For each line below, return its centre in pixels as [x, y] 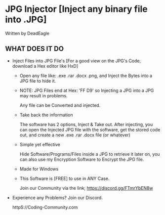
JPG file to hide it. [38, 81]
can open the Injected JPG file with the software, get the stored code [90, 129]
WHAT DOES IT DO [35, 49]
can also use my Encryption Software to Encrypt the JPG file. [82, 159]
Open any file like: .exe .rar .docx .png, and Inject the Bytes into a [86, 76]
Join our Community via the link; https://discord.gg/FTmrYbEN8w [86, 188]
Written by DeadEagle [27, 33]
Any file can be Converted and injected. [60, 105]
